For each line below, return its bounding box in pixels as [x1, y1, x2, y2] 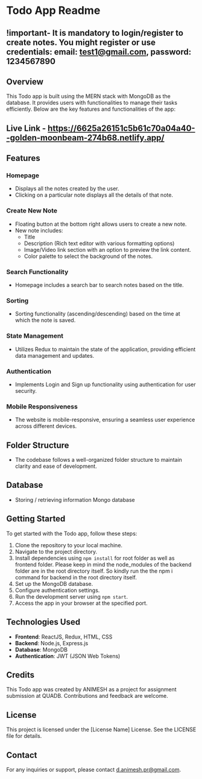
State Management [6, 332, 64, 340]
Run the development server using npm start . [14, 593, 128, 600]
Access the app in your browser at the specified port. [14, 599, 148, 606]
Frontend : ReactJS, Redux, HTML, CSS [14, 633, 113, 640]
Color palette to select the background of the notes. [24, 252, 153, 260]
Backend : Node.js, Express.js [14, 639, 89, 646]
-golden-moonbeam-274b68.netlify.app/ [6, 133, 165, 143]
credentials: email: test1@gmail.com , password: [6, 47, 192, 57]
